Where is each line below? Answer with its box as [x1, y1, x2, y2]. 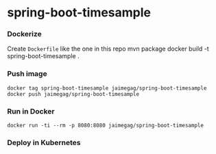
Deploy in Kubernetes [7, 138, 81, 147]
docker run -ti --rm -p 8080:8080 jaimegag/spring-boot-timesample [7, 122, 204, 129]
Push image [7, 69, 47, 79]
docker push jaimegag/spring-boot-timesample [7, 90, 139, 97]
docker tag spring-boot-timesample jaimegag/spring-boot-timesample [7, 84, 207, 92]
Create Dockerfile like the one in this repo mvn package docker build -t [7, 44, 209, 53]
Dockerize [7, 29, 43, 39]
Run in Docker [7, 106, 55, 116]
